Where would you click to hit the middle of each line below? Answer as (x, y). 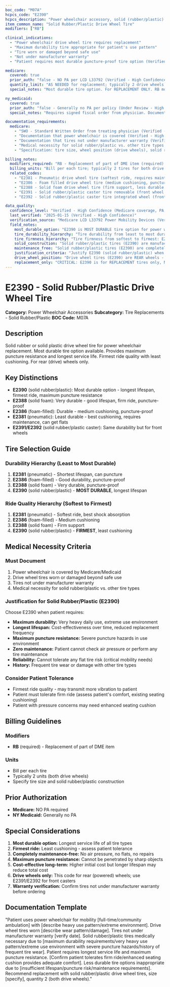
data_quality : (20, 206)
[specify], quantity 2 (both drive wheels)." (49, 979)
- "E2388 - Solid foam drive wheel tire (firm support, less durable (89, 187)
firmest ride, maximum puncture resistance (57, 395)
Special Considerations (43, 831)
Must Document (25, 561)
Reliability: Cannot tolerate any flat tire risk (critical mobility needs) (82, 660)
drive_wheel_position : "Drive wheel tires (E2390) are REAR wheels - (89, 258)
